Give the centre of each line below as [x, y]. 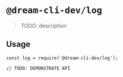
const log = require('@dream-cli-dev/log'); [62, 58]
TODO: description [44, 25]
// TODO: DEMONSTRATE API [38, 68]
